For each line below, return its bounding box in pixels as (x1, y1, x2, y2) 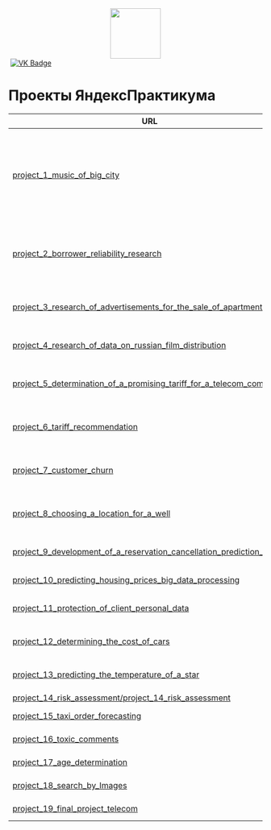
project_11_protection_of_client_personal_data (12, 602, 190, 613)
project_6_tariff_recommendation (12, 421, 139, 432)
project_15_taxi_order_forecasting (12, 710, 142, 721)
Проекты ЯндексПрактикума (8, 86, 216, 105)
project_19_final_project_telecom (12, 803, 139, 814)
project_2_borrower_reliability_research (12, 247, 162, 259)
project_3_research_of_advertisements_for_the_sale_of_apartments (12, 301, 268, 313)
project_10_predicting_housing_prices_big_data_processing (12, 574, 240, 585)
